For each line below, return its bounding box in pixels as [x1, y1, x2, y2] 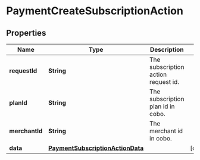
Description [149, 46, 184, 54]
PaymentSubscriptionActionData [48, 144, 144, 152]
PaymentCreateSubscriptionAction [6, 4, 183, 18]
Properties [6, 28, 46, 38]
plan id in [149, 102, 175, 111]
